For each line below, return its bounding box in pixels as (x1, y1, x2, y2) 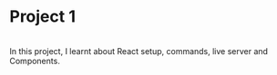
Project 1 (9, 6, 76, 27)
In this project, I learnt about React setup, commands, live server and (9, 45, 269, 56)
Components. (9, 55, 61, 66)
